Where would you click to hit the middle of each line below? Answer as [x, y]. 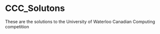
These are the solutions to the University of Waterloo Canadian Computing [80, 22]
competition [17, 26]
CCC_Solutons [35, 8]
